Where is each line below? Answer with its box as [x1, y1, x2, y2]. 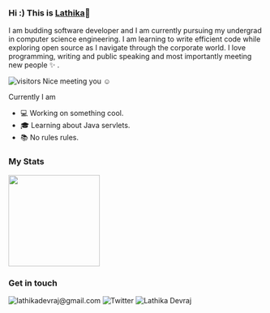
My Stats [8, 156, 45, 167]
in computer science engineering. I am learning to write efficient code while [8, 34, 261, 44]
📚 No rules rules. [19, 133, 79, 143]
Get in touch [8, 277, 58, 289]
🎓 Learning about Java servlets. [19, 121, 131, 131]
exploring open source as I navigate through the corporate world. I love [8, 43, 246, 53]
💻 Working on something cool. [19, 109, 124, 118]
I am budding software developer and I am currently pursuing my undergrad [8, 26, 262, 36]
